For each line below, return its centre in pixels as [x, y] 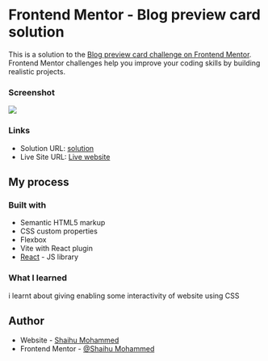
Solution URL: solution [57, 148]
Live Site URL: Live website [65, 157]
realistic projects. [37, 71]
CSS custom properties [59, 231]
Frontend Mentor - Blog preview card [134, 15]
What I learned [38, 278]
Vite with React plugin [57, 249]
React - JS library [49, 257]
